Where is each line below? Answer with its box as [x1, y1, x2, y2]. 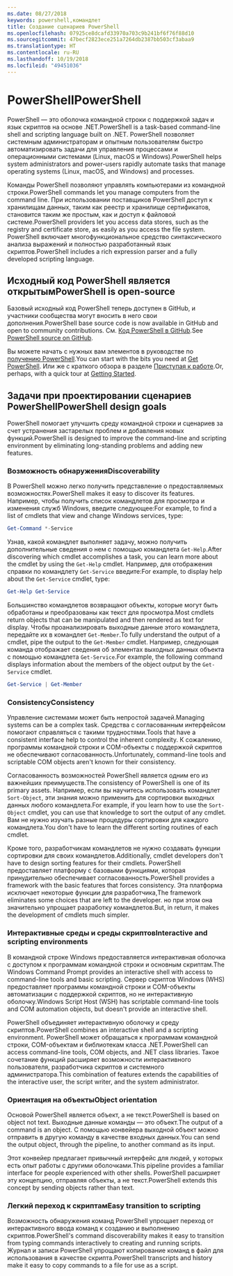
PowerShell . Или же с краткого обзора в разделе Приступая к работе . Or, [7, 362, 224, 370]
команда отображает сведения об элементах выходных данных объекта [7, 646, 225, 654]
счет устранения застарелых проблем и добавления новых [7, 427, 184, 435]
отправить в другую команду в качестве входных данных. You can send [7, 1133, 220, 1141]
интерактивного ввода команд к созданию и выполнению [7, 1224, 179, 1233]
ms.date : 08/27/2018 [7, 10, 67, 17]
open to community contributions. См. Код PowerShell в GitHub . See [7, 326, 203, 335]
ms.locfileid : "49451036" [7, 62, 82, 69]
